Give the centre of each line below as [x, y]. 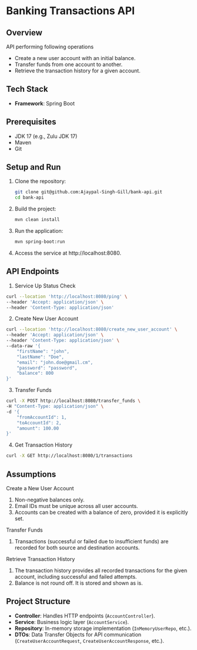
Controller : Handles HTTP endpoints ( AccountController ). [85, 616]
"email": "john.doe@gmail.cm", [55, 362]
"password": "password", [47, 368]
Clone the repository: [40, 182]
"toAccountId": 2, [39, 423]
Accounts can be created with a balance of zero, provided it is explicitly [101, 512]
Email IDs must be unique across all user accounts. [76, 506]
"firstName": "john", [43, 351]
